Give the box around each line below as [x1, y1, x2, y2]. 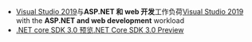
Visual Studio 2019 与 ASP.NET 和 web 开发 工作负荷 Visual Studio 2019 [15, 7, 244, 16]
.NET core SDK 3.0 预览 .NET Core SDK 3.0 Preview [15, 25, 184, 34]
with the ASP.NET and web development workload [15, 16, 185, 25]
